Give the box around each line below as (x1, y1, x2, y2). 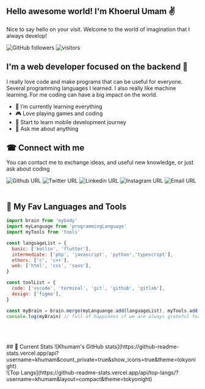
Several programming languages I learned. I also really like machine (6, 84, 176, 92)
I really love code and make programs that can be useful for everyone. (6, 78, 183, 85)
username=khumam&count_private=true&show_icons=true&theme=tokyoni (6, 356, 196, 363)
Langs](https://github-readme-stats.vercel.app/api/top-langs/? (20, 369, 179, 376)
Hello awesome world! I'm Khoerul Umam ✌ (6, 6, 175, 17)
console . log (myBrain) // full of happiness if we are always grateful (6, 313, 190, 319)
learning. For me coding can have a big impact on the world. (6, 91, 157, 98)
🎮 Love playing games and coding (15, 109, 103, 117)
